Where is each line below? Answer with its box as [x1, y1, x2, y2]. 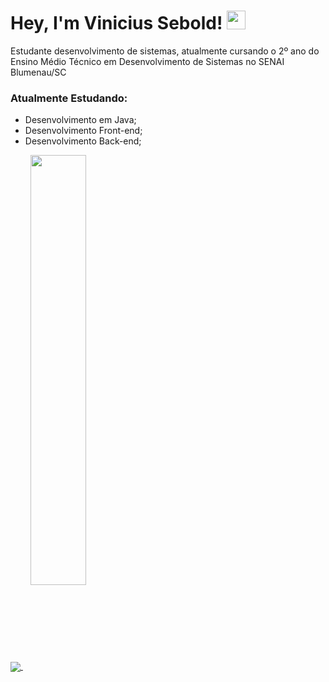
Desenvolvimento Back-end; [24, 135, 142, 147]
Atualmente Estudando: [10, 91, 128, 105]
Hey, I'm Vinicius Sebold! [10, 12, 223, 35]
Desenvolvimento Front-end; [24, 125, 143, 137]
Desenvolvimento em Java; [24, 114, 137, 126]
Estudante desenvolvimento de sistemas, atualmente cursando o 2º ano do [10, 45, 320, 57]
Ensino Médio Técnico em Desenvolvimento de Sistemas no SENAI [10, 55, 285, 67]
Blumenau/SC [10, 66, 67, 78]
